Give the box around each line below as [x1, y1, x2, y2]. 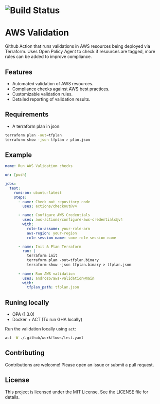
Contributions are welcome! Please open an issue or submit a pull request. [5, 362, 154, 367]
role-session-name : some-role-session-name [26, 235, 117, 240]
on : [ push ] [5, 173, 27, 177]
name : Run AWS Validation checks [5, 164, 73, 169]
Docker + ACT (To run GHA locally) [12, 317, 83, 323]
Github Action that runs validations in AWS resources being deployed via [5, 43, 151, 49]
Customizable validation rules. [12, 91, 73, 97]
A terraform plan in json [12, 123, 60, 129]
